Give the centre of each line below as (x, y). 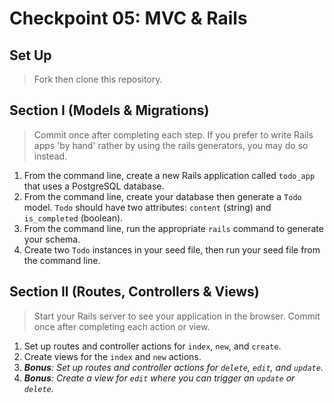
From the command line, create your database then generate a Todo (162, 196)
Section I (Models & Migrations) (109, 110)
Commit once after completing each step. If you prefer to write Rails (173, 134)
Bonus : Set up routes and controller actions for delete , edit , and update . (173, 367)
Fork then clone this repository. (98, 79)
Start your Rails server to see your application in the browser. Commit (177, 316)
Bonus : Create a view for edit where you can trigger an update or (159, 378)
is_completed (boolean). (73, 218)
